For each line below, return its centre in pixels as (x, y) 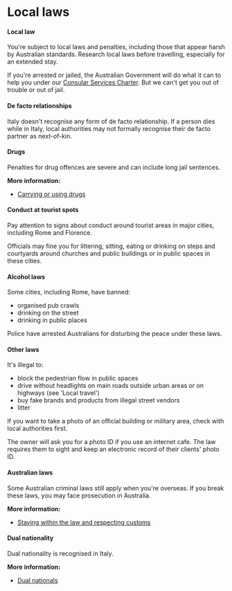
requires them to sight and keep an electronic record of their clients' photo (113, 449)
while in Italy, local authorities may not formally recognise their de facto (109, 128)
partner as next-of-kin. (40, 136)
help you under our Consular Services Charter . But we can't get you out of (113, 82)
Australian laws (30, 473)
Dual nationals (37, 580)
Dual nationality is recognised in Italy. (61, 553)
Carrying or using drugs (51, 194)
